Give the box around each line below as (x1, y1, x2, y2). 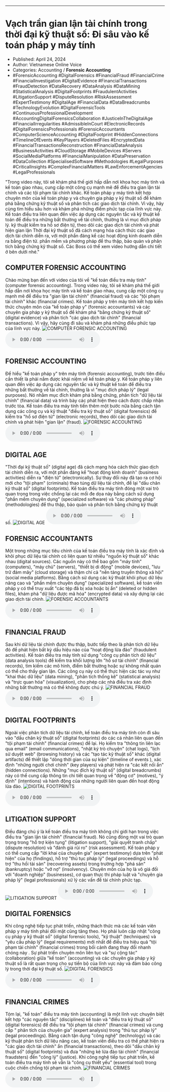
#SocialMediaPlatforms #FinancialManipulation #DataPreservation (12, 153, 151, 159)
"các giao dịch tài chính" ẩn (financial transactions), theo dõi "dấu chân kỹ (5, 1043, 160, 1049)
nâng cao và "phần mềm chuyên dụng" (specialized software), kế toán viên (5, 580, 162, 586)
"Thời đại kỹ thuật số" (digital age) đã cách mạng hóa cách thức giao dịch (5, 464, 159, 470)
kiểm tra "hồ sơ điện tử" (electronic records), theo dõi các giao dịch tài (5, 413, 153, 419)
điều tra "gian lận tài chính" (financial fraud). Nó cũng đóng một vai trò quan (5, 833, 164, 840)
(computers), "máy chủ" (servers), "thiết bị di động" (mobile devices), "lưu (5, 564, 160, 570)
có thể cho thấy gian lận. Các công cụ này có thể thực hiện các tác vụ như (5, 668, 160, 674)
